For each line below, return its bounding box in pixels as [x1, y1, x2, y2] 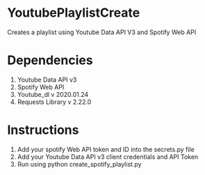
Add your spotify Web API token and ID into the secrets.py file [17, 145, 195, 153]
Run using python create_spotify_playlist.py [17, 160, 142, 168]
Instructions [7, 122, 79, 138]
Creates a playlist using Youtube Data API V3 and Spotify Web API [7, 28, 197, 36]
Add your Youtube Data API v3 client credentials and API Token [17, 152, 199, 161]
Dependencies [7, 52, 93, 68]
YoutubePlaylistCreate [7, 5, 140, 21]
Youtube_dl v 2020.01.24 [17, 90, 89, 98]
